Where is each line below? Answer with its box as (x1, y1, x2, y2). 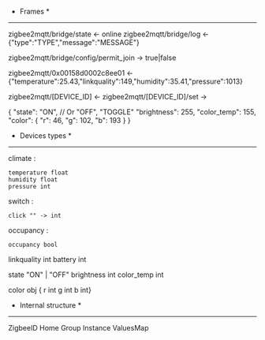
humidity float (8, 176, 58, 184)
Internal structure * (19, 301, 81, 310)
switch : (8, 196, 34, 206)
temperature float (8, 169, 69, 177)
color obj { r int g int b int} (8, 286, 92, 294)
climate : (8, 154, 36, 163)
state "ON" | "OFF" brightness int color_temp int (8, 270, 164, 279)
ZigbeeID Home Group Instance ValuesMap (8, 323, 149, 332)
